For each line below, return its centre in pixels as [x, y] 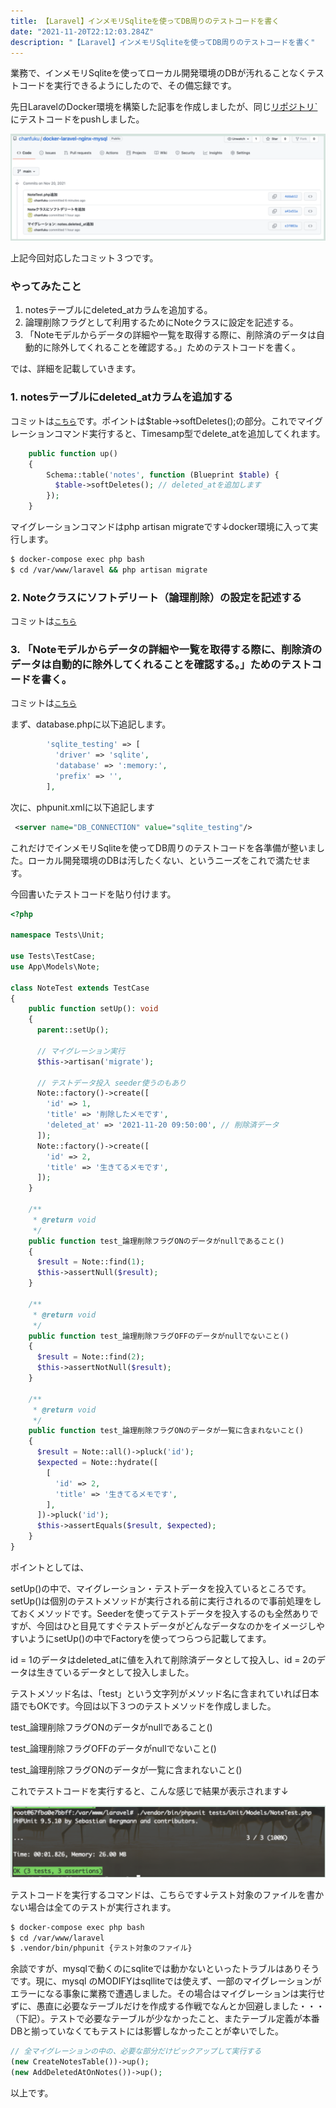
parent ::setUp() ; [73, 1030]
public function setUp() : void [93, 1009]
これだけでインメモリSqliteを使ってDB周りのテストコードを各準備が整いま [163, 847]
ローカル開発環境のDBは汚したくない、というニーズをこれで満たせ [165, 860]
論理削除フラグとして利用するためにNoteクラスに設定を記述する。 [161, 322]
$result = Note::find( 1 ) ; [90, 1262]
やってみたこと [46, 287]
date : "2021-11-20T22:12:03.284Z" [82, 31]
